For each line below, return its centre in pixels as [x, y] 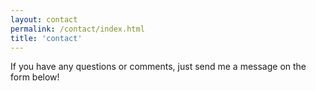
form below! [35, 77]
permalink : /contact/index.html [77, 29]
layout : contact [44, 19]
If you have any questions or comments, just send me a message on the [158, 67]
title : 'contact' [46, 38]
